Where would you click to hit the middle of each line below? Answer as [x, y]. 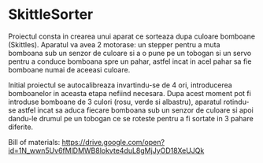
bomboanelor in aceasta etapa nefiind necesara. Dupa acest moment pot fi [130, 93]
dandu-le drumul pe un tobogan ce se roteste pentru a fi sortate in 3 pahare [131, 118]
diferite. [21, 127]
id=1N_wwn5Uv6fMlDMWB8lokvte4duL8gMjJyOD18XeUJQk [106, 150]
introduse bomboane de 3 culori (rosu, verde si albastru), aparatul [115, 102]
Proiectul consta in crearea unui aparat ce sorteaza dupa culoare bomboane [132, 36]
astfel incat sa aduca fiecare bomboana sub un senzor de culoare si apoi [135, 110]
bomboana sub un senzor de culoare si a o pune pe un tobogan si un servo [130, 53]
